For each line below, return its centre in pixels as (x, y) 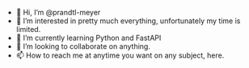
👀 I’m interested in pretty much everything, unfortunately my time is (128, 21)
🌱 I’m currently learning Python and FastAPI (89, 38)
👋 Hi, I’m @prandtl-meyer (58, 12)
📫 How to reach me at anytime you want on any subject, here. (120, 55)
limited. (28, 29)
